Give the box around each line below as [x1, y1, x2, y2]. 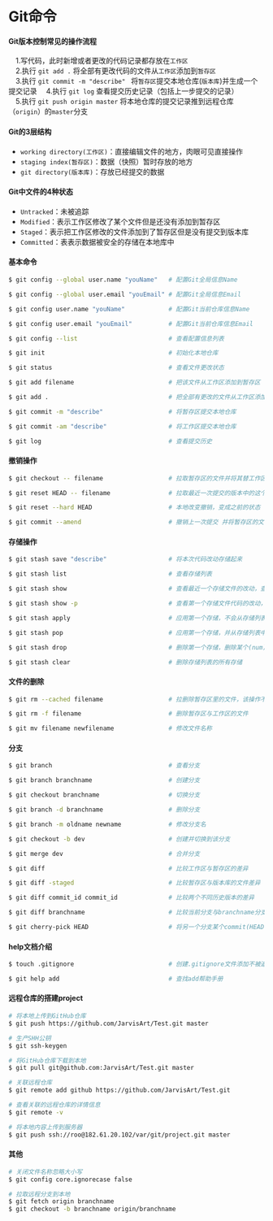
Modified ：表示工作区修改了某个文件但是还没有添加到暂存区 [19, 216, 221, 226]
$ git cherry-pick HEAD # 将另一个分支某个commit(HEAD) [8, 923, 268, 932]
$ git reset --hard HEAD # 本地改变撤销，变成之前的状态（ [8, 503, 266, 512]
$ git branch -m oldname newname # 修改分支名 [8, 820, 206, 828]
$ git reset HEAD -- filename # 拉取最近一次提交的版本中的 [8, 489, 254, 497]
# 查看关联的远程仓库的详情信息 [8, 1101, 101, 1110]
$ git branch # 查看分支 [8, 762, 201, 770]
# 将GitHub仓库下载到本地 [8, 1056, 87, 1065]
